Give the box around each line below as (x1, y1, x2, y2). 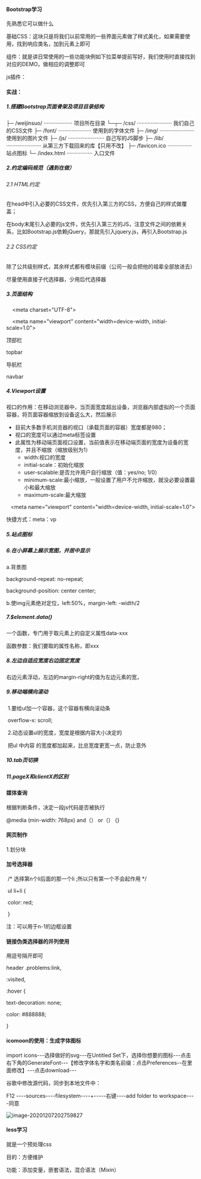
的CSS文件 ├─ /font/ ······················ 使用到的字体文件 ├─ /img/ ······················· (6, 127, 195, 134)
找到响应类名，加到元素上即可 (16, 40, 91, 47)
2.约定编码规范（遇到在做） (6, 164, 75, 171)
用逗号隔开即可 (6, 952, 43, 960)
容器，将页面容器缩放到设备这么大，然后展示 (6, 411, 117, 418)
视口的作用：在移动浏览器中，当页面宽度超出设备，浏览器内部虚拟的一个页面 (6, 403, 196, 411)
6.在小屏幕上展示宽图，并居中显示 (6, 547, 91, 554)
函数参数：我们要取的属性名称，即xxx (6, 642, 99, 649)
